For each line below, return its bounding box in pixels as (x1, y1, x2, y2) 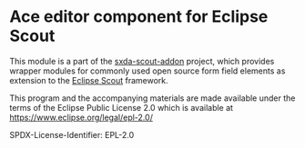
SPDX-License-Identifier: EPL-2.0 (9, 129, 135, 140)
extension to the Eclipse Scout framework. (9, 74, 168, 85)
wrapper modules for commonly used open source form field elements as (9, 65, 286, 76)
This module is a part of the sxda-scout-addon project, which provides (9, 55, 275, 66)
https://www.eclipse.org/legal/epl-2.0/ (9, 112, 153, 123)
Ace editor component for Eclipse (9, 6, 269, 27)
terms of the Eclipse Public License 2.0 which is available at (9, 102, 234, 113)
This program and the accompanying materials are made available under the (9, 93, 296, 104)
